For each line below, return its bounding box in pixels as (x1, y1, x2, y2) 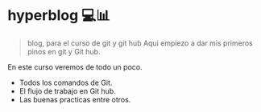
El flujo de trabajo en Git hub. (19, 86, 116, 96)
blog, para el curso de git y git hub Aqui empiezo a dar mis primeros (27, 38, 253, 48)
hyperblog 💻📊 (7, 6, 110, 25)
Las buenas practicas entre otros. (19, 94, 131, 104)
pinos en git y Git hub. (27, 46, 101, 56)
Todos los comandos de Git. (19, 78, 113, 87)
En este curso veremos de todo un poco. (7, 62, 143, 72)
